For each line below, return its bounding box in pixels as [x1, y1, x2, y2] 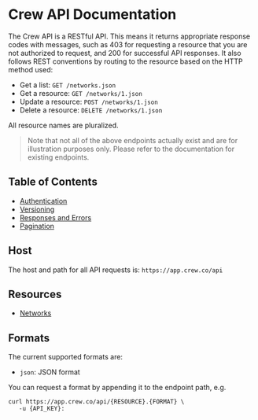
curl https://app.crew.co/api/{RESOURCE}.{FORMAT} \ [8, 398, 185, 406]
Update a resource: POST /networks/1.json [19, 97, 159, 106]
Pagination [19, 221, 55, 230]
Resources [8, 287, 62, 300]
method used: [8, 64, 53, 74]
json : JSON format [19, 367, 80, 377]
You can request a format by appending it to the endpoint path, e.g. [8, 383, 227, 392]
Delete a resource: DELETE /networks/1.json [19, 105, 163, 115]
